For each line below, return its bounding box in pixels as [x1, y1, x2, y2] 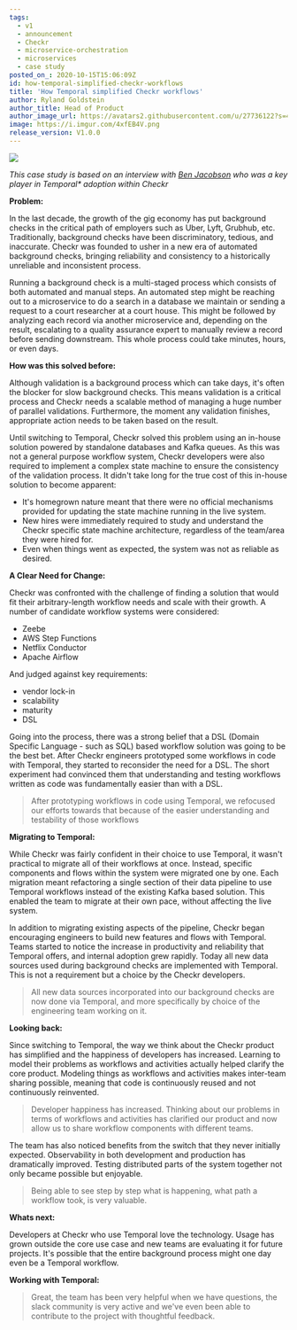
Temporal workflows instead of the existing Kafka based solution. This [9, 886, 265, 897]
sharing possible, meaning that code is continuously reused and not [9, 1077, 256, 1088]
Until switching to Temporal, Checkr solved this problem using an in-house [9, 432, 281, 443]
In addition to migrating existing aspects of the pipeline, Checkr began [9, 922, 265, 933]
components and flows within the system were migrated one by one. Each [9, 867, 279, 878]
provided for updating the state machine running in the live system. [21, 506, 267, 517]
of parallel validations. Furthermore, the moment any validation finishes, [9, 405, 270, 416]
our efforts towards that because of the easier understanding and [30, 805, 270, 815]
